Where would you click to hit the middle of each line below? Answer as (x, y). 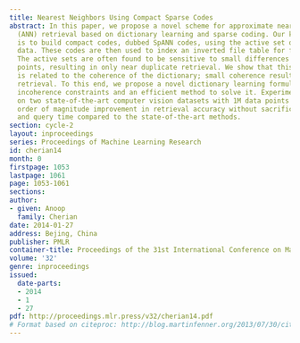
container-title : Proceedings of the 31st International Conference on (145, 250)
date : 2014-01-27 (42, 225)
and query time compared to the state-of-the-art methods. (129, 117)
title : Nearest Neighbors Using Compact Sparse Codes (112, 17)
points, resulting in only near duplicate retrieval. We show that (146, 68)
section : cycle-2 (42, 126)
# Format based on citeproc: (63, 325)
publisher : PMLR (39, 242)
